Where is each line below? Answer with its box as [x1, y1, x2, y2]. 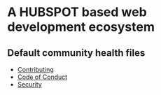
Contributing [17, 66, 54, 73]
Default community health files [7, 47, 146, 59]
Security [17, 80, 42, 88]
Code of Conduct [17, 73, 68, 81]
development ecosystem [7, 19, 155, 35]
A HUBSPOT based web [7, 4, 147, 20]
